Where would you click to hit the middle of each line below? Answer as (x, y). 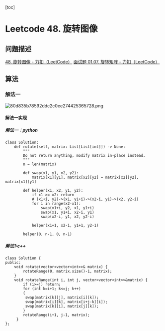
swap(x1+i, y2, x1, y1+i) (67, 208)
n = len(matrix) (40, 164)
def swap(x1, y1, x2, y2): (51, 173)
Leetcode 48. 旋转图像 (51, 29)
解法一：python (22, 130)
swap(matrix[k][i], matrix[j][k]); (62, 307)
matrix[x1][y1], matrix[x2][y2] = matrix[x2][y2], (85, 177)
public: (13, 263)
